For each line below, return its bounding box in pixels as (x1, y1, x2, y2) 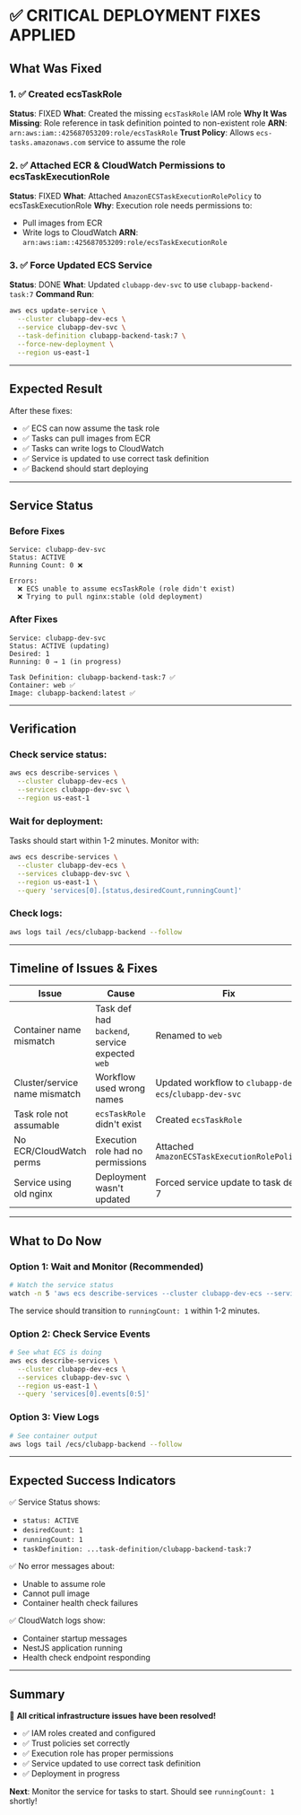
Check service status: (9, 748, 107, 760)
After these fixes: (9, 405, 73, 416)
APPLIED (9, 25, 76, 46)
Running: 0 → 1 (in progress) (9, 657, 123, 666)
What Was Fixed (9, 60, 102, 76)
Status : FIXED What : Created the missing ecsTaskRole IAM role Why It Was (9, 108, 288, 118)
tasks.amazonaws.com (9, 138, 87, 147)
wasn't (95, 1182, 124, 1195)
